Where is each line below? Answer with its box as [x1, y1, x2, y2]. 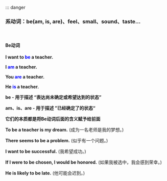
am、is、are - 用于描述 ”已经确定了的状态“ [5, 105, 96, 111]
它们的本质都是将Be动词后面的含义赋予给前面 [5, 116, 101, 122]
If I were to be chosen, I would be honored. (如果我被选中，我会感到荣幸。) [5, 159, 162, 165]
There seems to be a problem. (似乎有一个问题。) [5, 137, 108, 143]
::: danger [5, 5, 26, 10]
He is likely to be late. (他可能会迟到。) [5, 170, 85, 176]
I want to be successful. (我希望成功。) [5, 148, 86, 154]
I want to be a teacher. [5, 54, 54, 60]
